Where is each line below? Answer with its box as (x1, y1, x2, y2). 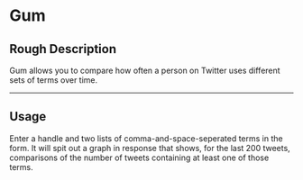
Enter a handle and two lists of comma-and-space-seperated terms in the (9, 132, 283, 144)
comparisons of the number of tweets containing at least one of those (9, 152, 270, 163)
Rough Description (9, 41, 117, 57)
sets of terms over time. (9, 75, 98, 85)
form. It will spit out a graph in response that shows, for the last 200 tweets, (9, 142, 290, 153)
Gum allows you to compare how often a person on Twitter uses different (9, 65, 281, 76)
